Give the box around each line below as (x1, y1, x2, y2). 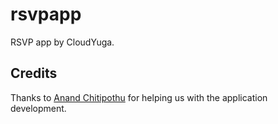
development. (10, 102, 67, 114)
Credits (10, 65, 58, 82)
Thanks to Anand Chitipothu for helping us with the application (10, 91, 268, 103)
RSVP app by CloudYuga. (10, 36, 115, 48)
